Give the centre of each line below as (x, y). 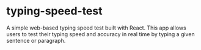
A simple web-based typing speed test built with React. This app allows (96, 28)
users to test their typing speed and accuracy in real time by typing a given (100, 34)
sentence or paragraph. (36, 40)
